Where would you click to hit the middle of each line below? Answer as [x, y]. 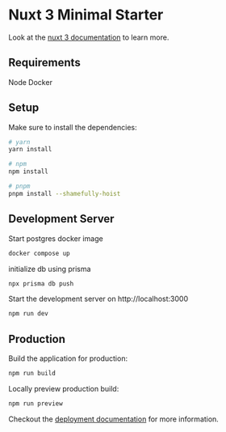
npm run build [32, 374]
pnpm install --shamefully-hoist [65, 193]
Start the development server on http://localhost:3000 [98, 299]
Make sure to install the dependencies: [73, 127]
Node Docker [30, 82]
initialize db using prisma [50, 269]
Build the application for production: [68, 358]
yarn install [30, 150]
